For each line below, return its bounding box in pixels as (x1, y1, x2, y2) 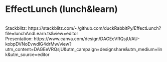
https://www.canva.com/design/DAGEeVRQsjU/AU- (34, 36, 140, 42)
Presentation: (5, 36, 33, 42)
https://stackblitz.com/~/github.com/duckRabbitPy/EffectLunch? (28, 25, 161, 31)
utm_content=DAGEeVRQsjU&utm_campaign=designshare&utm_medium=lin (5, 46, 162, 52)
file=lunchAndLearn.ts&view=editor (5, 30, 79, 36)
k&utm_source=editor (5, 51, 50, 58)
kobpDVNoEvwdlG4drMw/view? (5, 41, 72, 47)
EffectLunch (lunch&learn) (5, 3, 118, 15)
